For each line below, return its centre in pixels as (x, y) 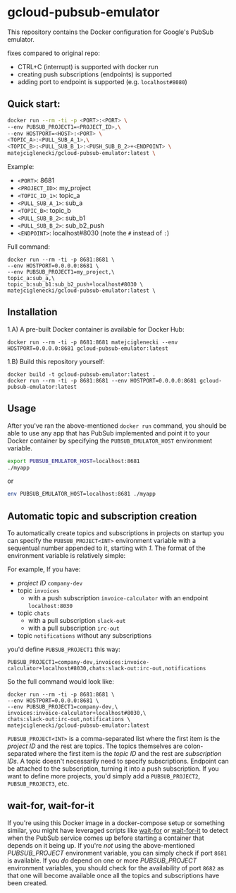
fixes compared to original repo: (54, 53)
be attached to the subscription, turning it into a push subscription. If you (113, 769)
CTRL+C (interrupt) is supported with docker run (88, 66)
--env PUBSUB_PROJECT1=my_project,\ (61, 272)
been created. (27, 883)
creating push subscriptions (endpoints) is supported (95, 74)
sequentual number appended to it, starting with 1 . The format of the (106, 548)
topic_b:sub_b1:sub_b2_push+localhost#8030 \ (75, 284)
